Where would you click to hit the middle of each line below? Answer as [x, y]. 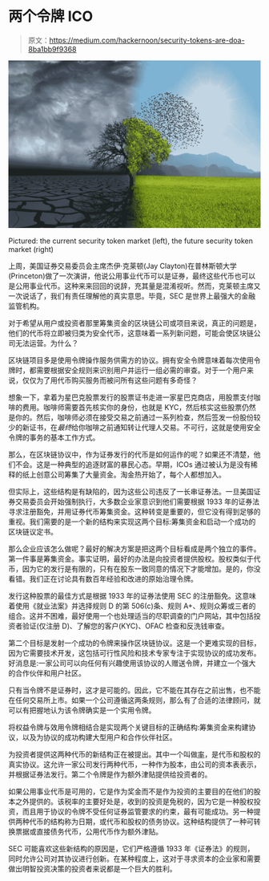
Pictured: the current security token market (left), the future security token [131, 241]
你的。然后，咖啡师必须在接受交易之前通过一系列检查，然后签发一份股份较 [138, 417]
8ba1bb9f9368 [52, 49]
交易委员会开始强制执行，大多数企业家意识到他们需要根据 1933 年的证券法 [137, 501]
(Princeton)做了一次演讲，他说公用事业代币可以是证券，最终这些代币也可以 [132, 276]
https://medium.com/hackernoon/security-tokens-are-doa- [147, 40]
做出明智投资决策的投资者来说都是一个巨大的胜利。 [92, 868]
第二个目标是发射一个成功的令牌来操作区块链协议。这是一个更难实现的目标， [134, 643]
